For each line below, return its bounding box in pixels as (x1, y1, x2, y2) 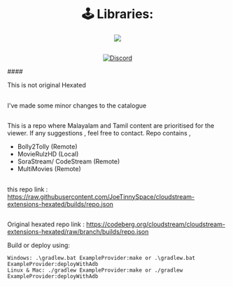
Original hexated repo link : (7, 220, 85, 228)
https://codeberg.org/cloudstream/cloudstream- (86, 220, 226, 228)
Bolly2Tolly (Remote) (17, 142, 78, 151)
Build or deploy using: (7, 241, 70, 249)
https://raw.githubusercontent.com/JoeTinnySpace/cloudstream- (7, 192, 195, 200)
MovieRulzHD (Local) (17, 150, 79, 159)
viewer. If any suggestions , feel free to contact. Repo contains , (7, 129, 191, 138)
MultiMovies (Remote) (17, 165, 82, 173)
